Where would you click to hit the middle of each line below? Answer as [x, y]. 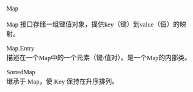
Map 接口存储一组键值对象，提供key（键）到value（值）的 [93, 25]
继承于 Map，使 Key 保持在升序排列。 [63, 82]
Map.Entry [20, 48]
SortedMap [21, 72]
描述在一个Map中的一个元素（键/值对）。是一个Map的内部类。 [99, 58]
